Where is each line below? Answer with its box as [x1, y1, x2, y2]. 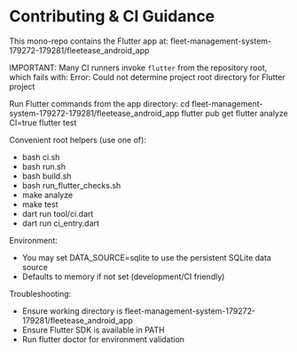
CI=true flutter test [9, 117, 77, 128]
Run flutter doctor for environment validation [21, 333, 184, 344]
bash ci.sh [21, 151, 60, 162]
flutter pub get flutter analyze [181, 108, 288, 118]
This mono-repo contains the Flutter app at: [9, 36, 168, 46]
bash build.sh [21, 171, 72, 181]
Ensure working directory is [21, 305, 123, 316]
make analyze [21, 189, 74, 200]
